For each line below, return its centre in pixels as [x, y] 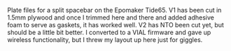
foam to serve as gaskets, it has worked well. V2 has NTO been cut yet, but [115, 25]
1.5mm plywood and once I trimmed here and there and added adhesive [111, 17]
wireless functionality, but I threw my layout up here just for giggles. [105, 40]
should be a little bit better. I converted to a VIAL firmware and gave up [109, 32]
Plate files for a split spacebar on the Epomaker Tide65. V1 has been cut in [114, 10]
